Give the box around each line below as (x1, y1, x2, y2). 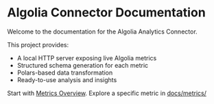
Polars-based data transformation (16, 68, 113, 77)
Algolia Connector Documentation (7, 5, 206, 21)
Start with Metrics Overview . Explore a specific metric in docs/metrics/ (7, 89, 207, 97)
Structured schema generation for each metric (16, 61, 149, 69)
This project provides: (7, 40, 69, 49)
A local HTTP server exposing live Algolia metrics (16, 53, 157, 62)
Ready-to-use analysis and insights (16, 75, 117, 83)
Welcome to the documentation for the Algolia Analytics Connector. (7, 27, 198, 36)
